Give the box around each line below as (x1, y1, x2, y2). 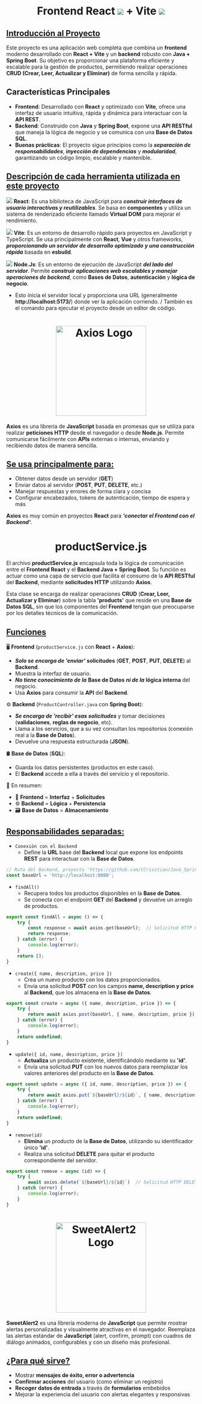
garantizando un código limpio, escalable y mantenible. (14, 154, 152, 161)
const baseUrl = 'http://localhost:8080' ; (6, 872, 114, 878)
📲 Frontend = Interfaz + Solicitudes (14, 793, 105, 801)
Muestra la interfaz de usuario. (14, 670, 91, 677)
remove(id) (14, 1132, 43, 1138)
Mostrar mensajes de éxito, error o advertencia (14, 1372, 135, 1379)
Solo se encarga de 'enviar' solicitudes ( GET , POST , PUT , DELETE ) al (14, 657, 191, 665)
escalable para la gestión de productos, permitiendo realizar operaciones (6, 63, 188, 70)
